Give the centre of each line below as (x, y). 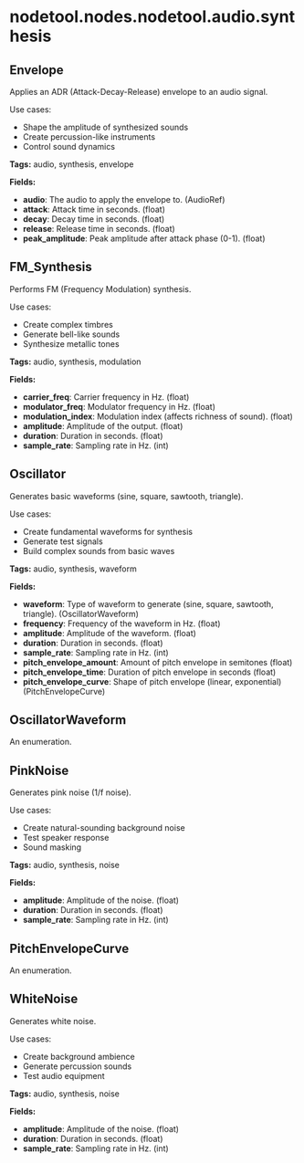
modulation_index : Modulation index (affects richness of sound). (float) (158, 416)
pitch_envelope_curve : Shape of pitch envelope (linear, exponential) (152, 681)
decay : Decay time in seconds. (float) (94, 219)
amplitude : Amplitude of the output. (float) (103, 425)
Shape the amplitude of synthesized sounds (105, 127)
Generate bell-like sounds (71, 334)
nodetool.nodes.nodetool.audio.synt (152, 17)
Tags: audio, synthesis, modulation (75, 361)
